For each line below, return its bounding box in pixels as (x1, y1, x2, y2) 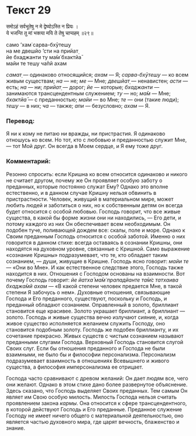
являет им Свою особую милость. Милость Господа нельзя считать (6, 393, 177, 400)
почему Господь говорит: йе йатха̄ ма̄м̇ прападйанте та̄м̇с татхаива (6, 276, 178, 283)
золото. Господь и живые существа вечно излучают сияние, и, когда (6, 314, 179, 321)
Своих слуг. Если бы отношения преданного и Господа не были (6, 345, 166, 352)
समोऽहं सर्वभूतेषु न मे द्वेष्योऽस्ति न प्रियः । (6, 23, 79, 30)
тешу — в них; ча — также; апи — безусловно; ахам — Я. (6, 102, 150, 109)
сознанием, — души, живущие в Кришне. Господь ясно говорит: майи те (6, 258, 189, 265)
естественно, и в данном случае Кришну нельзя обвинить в (6, 189, 157, 196)
